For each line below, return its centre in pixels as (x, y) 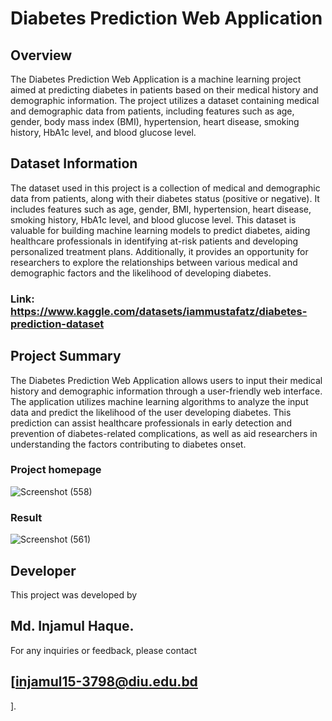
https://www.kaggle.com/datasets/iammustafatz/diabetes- (159, 311)
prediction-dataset (57, 324)
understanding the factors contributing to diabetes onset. (128, 444)
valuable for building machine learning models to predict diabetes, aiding (160, 230)
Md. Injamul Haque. (72, 626)
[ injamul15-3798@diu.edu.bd (104, 682)
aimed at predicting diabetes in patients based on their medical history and (164, 90)
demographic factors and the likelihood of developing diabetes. (141, 273)
